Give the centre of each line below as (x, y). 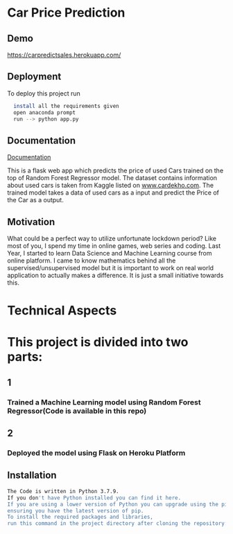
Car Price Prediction (66, 13)
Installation (32, 475)
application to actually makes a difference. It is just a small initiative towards (115, 276)
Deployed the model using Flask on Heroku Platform (96, 453)
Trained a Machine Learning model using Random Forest (104, 402)
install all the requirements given (66, 106)
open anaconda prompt (45, 112)
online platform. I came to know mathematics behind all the (92, 260)
